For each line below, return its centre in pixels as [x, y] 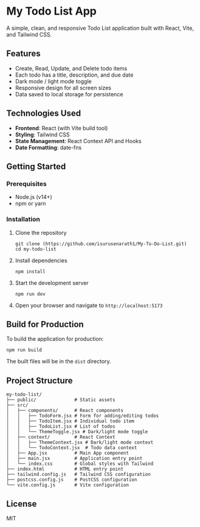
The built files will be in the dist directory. [59, 361]
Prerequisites [26, 184]
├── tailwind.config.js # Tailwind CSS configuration [78, 475]
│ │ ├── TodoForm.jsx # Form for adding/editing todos [83, 416]
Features [23, 54]
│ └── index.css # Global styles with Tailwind [80, 464]
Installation [23, 219]
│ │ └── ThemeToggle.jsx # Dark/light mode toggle [77, 432]
